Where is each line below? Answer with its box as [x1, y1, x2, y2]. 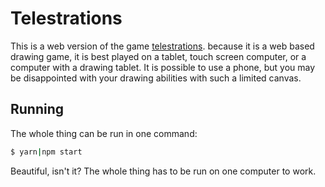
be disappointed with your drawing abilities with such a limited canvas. [10, 72, 302, 84]
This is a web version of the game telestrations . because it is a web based [10, 40, 315, 52]
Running [10, 101, 65, 118]
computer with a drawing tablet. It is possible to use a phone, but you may [10, 61, 316, 73]
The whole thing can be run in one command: [10, 127, 198, 139]
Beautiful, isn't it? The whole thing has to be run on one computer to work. [10, 165, 317, 177]
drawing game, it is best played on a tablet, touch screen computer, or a [10, 50, 307, 62]
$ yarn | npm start [10, 147, 83, 157]
